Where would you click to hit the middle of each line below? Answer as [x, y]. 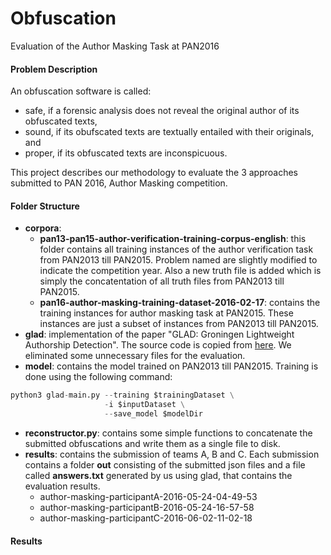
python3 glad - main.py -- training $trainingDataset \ [122, 395]
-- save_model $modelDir [153, 414]
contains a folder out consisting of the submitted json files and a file [165, 464]
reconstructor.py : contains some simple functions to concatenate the [168, 433]
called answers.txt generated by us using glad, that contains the [158, 475]
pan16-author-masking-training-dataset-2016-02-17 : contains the [180, 303]
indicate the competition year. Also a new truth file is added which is [180, 271]
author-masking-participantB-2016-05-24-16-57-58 [147, 507]
